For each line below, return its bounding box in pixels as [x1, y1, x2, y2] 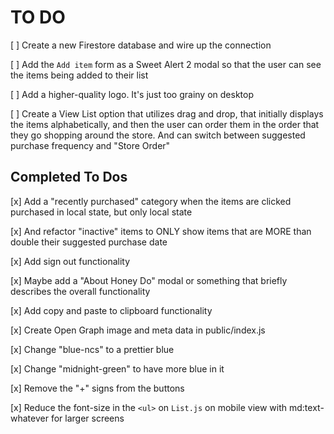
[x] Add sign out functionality [10, 255, 131, 267]
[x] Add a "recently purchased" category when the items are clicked [10, 195, 292, 207]
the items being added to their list [10, 69, 149, 81]
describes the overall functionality [10, 285, 151, 297]
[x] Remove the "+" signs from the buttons [10, 382, 185, 394]
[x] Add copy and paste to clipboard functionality [10, 304, 213, 316]
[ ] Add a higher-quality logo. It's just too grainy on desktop [10, 88, 254, 100]
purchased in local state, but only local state [10, 206, 193, 218]
